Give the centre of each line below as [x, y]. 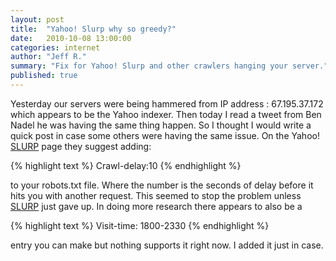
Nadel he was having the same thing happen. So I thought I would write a [161, 125]
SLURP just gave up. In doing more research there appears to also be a [156, 206]
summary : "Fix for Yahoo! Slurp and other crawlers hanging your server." [169, 66]
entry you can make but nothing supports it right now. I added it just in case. [167, 245]
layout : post [37, 19]
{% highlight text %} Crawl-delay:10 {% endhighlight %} [126, 165]
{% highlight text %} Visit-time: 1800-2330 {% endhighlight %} [140, 225]
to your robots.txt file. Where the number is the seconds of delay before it [162, 185]
